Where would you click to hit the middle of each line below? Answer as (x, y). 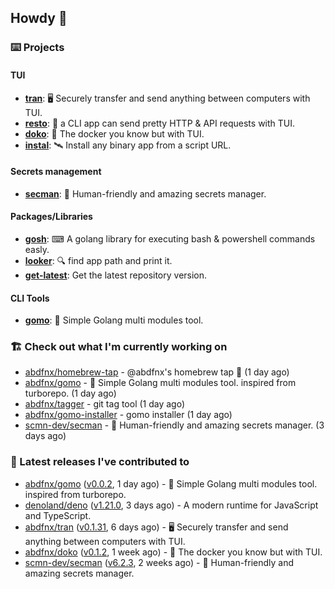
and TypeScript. (58, 515)
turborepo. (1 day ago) (70, 393)
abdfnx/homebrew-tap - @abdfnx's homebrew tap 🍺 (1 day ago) (157, 372)
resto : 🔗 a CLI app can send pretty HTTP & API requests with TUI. (160, 123)
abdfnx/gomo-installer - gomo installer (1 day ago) (128, 415)
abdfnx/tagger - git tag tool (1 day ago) (105, 404)
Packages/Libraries (51, 217)
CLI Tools (30, 298)
